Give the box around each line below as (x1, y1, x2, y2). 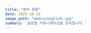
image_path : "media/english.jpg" (5, 16, 74, 21)
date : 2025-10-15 (5, 12, 41, 16)
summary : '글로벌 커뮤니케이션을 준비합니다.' (5, 20, 87, 26)
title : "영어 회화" (5, 7, 41, 12)
